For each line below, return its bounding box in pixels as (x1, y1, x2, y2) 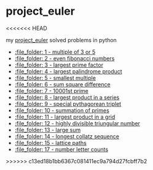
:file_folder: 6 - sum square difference (14, 81, 111, 88)
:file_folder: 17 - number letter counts (14, 146, 109, 153)
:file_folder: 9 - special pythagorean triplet (14, 100, 122, 108)
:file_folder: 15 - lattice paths (14, 139, 87, 146)
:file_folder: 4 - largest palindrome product (14, 67, 122, 75)
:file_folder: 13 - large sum (14, 126, 81, 133)
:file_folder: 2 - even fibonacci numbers (14, 54, 115, 62)
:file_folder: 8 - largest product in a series (14, 94, 120, 101)
